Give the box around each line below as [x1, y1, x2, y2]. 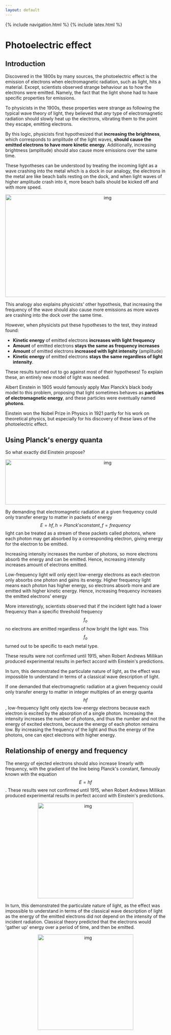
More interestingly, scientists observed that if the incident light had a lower [5, 603, 162, 610]
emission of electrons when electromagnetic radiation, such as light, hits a [5, 79, 161, 85]
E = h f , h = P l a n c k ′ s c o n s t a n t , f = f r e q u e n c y [40, 522, 131, 528]
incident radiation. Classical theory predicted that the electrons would [5, 919, 152, 925]
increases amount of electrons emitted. [5, 562, 88, 568]
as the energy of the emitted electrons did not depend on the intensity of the [5, 913, 166, 919]
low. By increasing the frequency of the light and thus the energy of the [5, 726, 155, 733]
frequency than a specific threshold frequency [5, 609, 103, 615]
